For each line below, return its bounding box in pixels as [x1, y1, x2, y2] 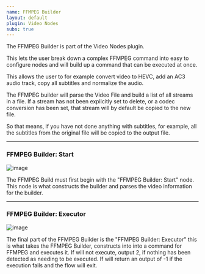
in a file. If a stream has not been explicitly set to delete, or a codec [6, 98, 175, 105]
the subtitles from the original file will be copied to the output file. [6, 129, 170, 136]
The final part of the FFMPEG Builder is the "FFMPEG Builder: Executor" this [6, 235, 197, 243]
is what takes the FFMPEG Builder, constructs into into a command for [6, 242, 182, 250]
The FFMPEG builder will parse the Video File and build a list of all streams [6, 91, 193, 98]
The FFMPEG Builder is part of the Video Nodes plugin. [6, 43, 145, 50]
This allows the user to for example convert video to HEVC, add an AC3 [6, 73, 186, 80]
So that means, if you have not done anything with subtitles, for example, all [6, 123, 197, 130]
